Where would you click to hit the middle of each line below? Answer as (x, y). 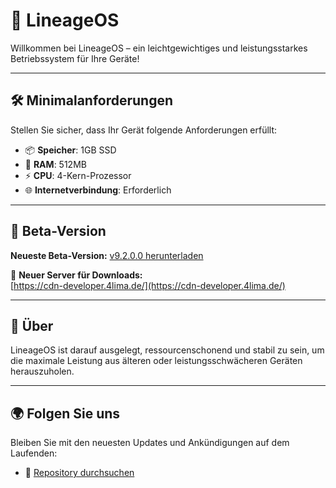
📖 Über (32, 325)
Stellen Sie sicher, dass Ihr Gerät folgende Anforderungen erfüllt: (144, 130)
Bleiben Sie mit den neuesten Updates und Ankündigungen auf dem (150, 443)
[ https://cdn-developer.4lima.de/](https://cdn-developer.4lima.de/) (148, 285)
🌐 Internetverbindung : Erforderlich (98, 190)
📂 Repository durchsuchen (79, 473)
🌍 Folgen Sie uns (65, 413)
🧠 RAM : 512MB (55, 164)
